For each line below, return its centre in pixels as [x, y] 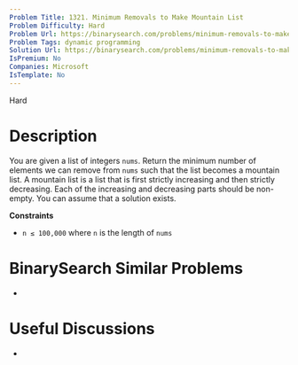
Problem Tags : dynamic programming [75, 42]
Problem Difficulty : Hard [57, 26]
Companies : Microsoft [49, 67]
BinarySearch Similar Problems [126, 268]
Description [53, 136]
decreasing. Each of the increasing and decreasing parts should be [132, 189]
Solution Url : [35, 50]
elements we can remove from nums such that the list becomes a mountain [145, 170]
